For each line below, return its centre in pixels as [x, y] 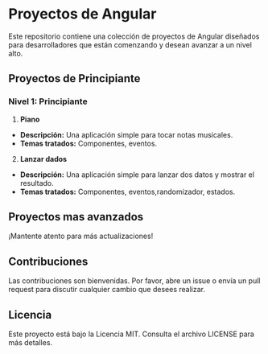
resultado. [37, 183]
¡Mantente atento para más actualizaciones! [81, 236]
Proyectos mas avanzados [76, 217]
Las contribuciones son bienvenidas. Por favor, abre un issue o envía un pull [134, 281]
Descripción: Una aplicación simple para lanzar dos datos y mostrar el [137, 175]
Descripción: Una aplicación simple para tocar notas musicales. [126, 134]
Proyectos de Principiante [74, 78]
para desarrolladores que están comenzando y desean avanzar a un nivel [130, 44]
